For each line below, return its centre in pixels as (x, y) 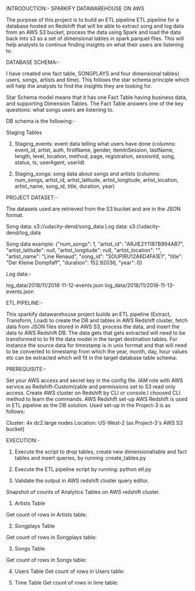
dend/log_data (23, 233)
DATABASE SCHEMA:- (33, 62)
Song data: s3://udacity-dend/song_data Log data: (67, 226)
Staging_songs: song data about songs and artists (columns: (88, 174)
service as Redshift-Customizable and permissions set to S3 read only (91, 386)
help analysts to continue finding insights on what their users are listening (95, 44)
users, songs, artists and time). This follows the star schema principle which (98, 80)
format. (15, 215)
